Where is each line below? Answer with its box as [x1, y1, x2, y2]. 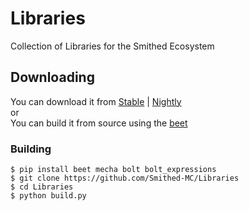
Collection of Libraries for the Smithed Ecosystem [10, 40, 215, 52]
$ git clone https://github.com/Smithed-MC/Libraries [10, 173, 240, 184]
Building [10, 142, 52, 156]
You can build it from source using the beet [10, 117, 188, 129]
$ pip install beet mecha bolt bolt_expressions [10, 165, 217, 175]
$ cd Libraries [10, 182, 74, 192]
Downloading [10, 69, 95, 86]
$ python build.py [10, 191, 87, 201]
